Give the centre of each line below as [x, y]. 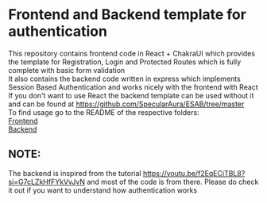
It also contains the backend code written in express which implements [124, 79]
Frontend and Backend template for [127, 15]
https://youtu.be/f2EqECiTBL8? [194, 173]
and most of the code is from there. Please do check [173, 182]
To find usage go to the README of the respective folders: [104, 112]
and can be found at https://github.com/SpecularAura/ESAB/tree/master [126, 104]
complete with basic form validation [67, 70]
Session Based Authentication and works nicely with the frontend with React [133, 87]
